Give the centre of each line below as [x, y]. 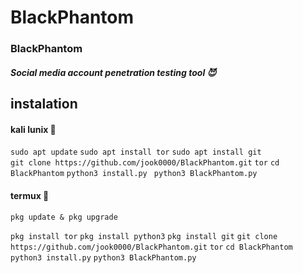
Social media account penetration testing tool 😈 [113, 72]
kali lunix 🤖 [33, 129]
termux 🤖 [30, 195]
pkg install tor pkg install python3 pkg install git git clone [144, 236]
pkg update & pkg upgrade [64, 217]
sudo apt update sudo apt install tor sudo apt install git [136, 152]
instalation [44, 104]
